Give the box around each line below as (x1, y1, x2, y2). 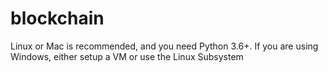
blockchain (10, 7, 105, 30)
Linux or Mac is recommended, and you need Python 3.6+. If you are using (10, 40, 319, 52)
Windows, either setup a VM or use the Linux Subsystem (10, 50, 244, 62)
